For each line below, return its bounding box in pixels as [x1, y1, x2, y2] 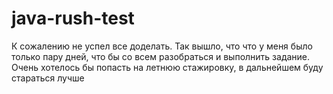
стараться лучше [11, 72, 85, 84]
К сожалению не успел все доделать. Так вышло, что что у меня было [11, 40, 313, 52]
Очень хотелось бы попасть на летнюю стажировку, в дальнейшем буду [11, 61, 324, 73]
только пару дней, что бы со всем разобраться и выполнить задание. [11, 50, 311, 62]
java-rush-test [11, 7, 135, 30]
